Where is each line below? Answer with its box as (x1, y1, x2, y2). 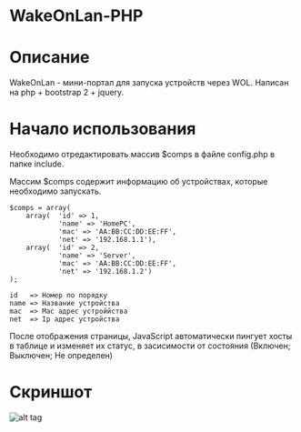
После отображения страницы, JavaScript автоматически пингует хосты (9, 331, 293, 342)
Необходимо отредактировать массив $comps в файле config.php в (9, 149, 276, 160)
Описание (9, 47, 90, 68)
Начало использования (9, 119, 196, 139)
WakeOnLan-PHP (9, 5, 144, 26)
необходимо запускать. (9, 186, 102, 196)
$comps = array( (9, 204, 71, 213)
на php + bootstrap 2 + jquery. (9, 87, 125, 98)
